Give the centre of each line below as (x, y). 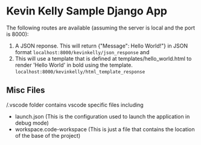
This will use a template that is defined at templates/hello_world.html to (103, 58)
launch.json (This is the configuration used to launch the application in (102, 116)
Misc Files (26, 91)
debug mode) (32, 123)
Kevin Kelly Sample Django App (87, 11)
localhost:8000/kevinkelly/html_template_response (80, 72)
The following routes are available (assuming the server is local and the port (101, 28)
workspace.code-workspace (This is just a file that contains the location (105, 129)
